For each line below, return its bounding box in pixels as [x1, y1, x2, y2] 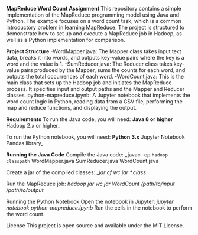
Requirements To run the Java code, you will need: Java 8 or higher [6, 116, 173, 123]
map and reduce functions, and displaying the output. [6, 105, 137, 111]
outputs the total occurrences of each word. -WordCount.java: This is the [6, 73, 184, 80]
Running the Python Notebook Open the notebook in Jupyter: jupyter [6, 198, 174, 205]
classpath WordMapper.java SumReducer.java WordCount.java [6, 158, 159, 164]
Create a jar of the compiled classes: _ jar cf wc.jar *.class [6, 169, 147, 176]
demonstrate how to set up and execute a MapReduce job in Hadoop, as [6, 30, 182, 37]
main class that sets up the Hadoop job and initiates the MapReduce [6, 79, 172, 86]
